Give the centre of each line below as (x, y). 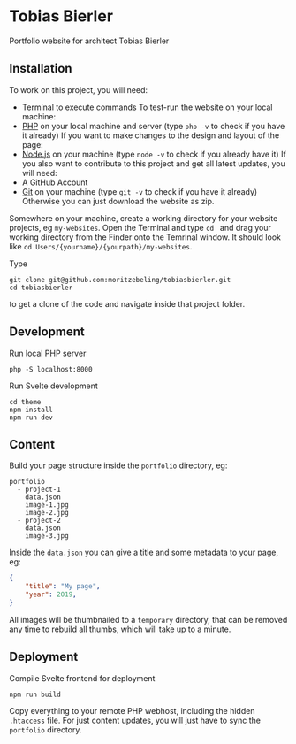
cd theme (25, 402)
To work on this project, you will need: (79, 89)
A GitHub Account (55, 182)
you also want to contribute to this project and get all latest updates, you (153, 163)
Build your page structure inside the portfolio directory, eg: (118, 465)
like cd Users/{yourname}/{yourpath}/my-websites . (101, 246)
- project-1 (39, 490)
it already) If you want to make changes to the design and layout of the (151, 135)
